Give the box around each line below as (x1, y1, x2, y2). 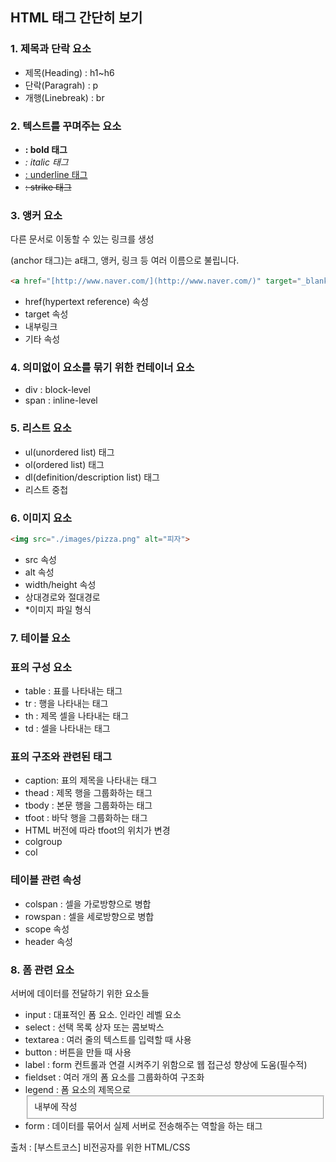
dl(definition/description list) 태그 (24, 471, 160, 483)
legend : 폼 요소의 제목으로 (24, 1084, 131, 1096)
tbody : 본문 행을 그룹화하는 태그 (24, 799, 153, 812)
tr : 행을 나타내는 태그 (24, 698, 109, 710)
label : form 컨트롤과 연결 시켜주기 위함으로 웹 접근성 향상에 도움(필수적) (24, 1059, 308, 1071)
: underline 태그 (24, 168, 88, 180)
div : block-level (24, 384, 91, 396)
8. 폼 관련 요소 (10, 963, 75, 977)
